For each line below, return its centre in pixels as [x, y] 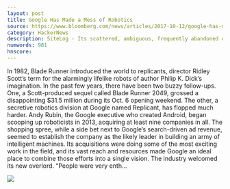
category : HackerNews [38, 33]
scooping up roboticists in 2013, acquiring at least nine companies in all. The [115, 122]
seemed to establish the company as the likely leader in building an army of [114, 136]
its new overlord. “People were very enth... [67, 166]
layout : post [26, 13]
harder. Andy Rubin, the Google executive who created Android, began [107, 114]
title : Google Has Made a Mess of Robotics [70, 20]
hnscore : [20, 52]
